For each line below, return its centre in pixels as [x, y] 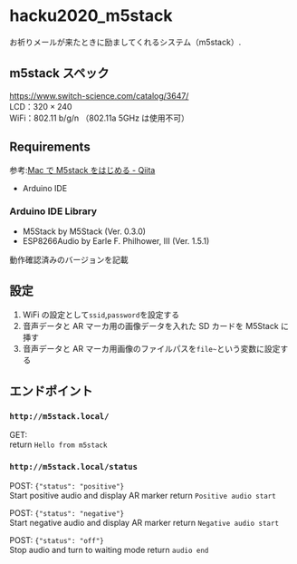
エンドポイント [51, 391]
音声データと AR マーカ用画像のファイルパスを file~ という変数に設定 [151, 348]
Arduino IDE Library [53, 211]
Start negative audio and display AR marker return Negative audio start [144, 522]
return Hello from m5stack [58, 444]
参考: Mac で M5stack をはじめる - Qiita [82, 170]
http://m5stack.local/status [74, 467]
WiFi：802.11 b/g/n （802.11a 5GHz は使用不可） [100, 118]
